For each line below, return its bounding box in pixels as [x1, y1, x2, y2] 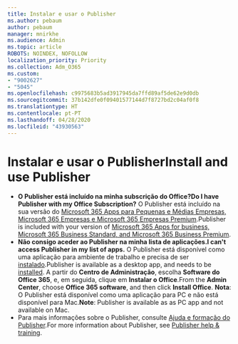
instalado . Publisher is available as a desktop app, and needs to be [17, 261, 212, 269]
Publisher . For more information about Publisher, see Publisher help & [17, 321, 219, 330]
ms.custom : [7, 70, 40, 77]
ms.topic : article [7, 43, 62, 51]
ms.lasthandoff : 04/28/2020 [7, 116, 91, 123]
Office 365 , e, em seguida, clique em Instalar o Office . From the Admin [17, 276, 227, 284]
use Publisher [7, 169, 91, 185]
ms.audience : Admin [7, 37, 66, 44]
